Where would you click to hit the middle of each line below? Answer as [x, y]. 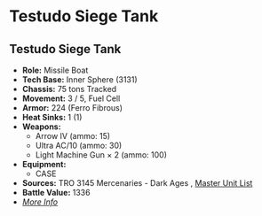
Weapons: [41, 127]
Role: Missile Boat [55, 70]
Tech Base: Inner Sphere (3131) [79, 80]
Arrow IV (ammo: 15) [73, 136]
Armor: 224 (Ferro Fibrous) [72, 108]
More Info [40, 202]
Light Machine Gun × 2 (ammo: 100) [101, 155]
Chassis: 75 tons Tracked [69, 89]
